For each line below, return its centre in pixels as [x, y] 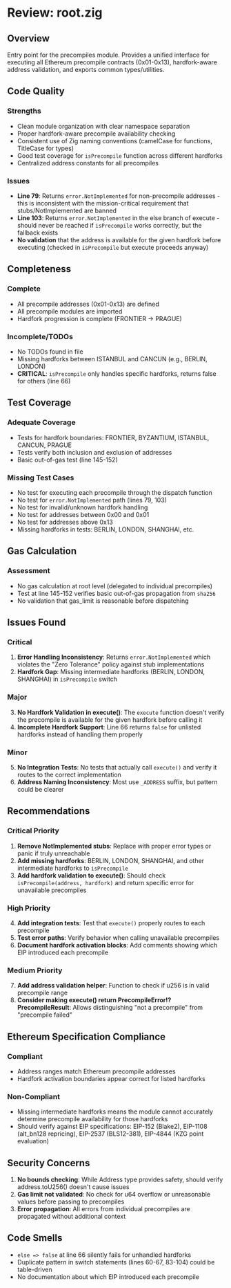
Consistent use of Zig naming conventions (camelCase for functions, [114, 140]
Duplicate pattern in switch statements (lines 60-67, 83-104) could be [116, 1262]
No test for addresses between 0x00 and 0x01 [83, 514]
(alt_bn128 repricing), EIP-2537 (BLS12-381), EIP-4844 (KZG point [110, 1134]
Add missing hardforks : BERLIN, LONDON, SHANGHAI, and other [111, 860]
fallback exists [38, 233]
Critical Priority [33, 831]
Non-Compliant [34, 1096]
